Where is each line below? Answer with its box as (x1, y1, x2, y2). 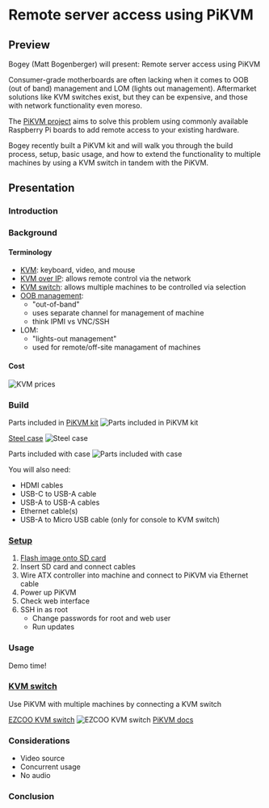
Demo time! (8, 661, 47, 671)
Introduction (8, 205, 58, 217)
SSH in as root (19, 605, 69, 615)
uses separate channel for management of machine (32, 308, 204, 318)
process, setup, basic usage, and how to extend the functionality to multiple (8, 150, 261, 159)
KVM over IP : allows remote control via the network (19, 273, 191, 284)
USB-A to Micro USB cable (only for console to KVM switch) (19, 514, 221, 524)
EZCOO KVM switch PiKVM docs (8, 714, 194, 725)
